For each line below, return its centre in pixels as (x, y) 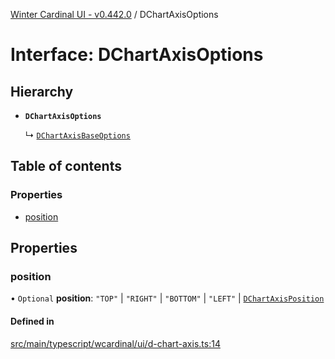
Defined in (32, 321)
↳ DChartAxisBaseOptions (77, 135)
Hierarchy (42, 91)
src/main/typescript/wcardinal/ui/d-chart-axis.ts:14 (115, 343)
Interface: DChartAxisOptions (137, 55)
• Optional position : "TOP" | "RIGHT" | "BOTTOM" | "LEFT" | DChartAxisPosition (167, 298)
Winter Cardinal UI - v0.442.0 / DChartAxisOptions (114, 14)
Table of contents (66, 166)
